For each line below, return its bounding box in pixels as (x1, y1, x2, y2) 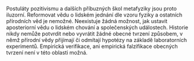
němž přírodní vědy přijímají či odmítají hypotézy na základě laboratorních (6, 37, 187, 43)
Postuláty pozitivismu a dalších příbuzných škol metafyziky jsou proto (6, 5, 177, 12)
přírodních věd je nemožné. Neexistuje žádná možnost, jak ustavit (6, 18, 168, 24)
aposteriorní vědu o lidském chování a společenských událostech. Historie (6, 24, 189, 31)
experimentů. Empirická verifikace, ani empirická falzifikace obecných (6, 43, 179, 50)
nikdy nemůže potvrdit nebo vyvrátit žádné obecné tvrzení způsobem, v (6, 30, 183, 37)
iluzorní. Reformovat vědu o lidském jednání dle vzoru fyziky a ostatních (6, 11, 183, 18)
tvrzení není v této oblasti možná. (6, 49, 88, 56)
